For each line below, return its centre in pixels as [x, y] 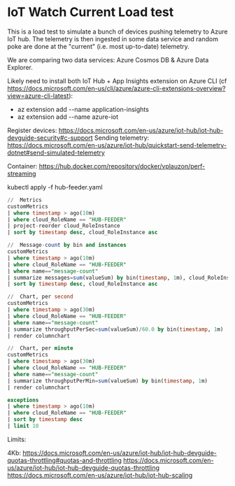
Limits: [17, 439]
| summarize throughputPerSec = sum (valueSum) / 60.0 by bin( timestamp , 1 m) [115, 329]
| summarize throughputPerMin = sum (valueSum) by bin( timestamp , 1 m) [108, 381]
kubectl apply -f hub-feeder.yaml [55, 187]
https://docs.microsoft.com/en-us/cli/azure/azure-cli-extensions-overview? [116, 88]
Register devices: [32, 130]
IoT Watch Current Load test [91, 12]
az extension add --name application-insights [83, 109]
